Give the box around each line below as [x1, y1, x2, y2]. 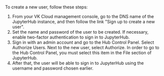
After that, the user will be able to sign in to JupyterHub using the [12, 60, 144, 66]
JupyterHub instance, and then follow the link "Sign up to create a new [12, 19, 155, 24]
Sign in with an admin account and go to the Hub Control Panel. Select [12, 39, 154, 45]
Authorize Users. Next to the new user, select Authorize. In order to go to [12, 45, 160, 50]
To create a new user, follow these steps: [5, 4, 88, 10]
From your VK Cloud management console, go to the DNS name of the [12, 14, 154, 19]
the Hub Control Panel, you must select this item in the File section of [12, 50, 152, 56]
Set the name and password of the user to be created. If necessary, [12, 29, 149, 35]
